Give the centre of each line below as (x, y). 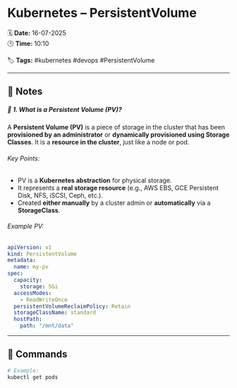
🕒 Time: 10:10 (28, 43)
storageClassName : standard (55, 313)
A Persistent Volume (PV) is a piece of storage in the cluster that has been (116, 127)
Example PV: (26, 226)
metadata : (22, 261)
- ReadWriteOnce (44, 300)
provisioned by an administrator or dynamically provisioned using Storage (119, 134)
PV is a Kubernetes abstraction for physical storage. (95, 180)
